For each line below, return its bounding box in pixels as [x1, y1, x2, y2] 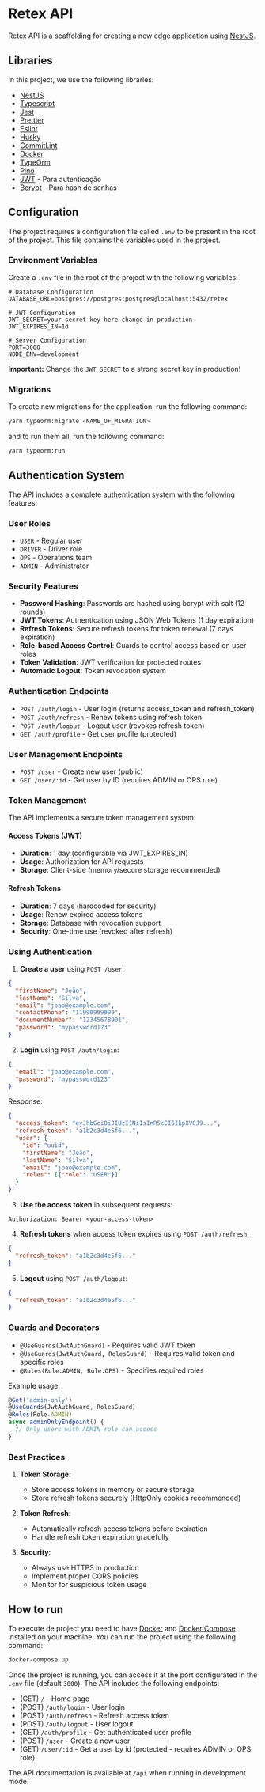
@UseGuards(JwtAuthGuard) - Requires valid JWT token [19, 1340, 196, 1350]
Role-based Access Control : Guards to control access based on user [19, 641, 247, 650]
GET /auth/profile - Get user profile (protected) [19, 729, 177, 738]
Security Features [8, 581, 79, 592]
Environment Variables [8, 255, 98, 266]
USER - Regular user [19, 536, 83, 546]
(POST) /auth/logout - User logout [19, 1718, 134, 1729]
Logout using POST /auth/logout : [19, 1273, 128, 1282]
